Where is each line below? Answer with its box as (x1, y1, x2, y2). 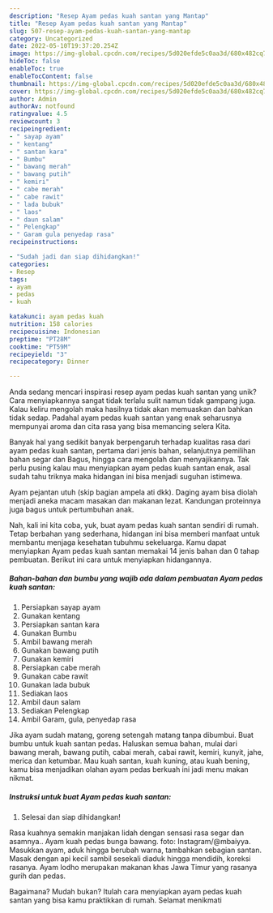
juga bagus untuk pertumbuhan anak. (9, 504, 134, 515)
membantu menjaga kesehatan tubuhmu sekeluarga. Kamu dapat (9, 538, 227, 547)
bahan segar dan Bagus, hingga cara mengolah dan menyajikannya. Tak (9, 455, 250, 465)
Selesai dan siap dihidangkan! (20, 812, 121, 822)
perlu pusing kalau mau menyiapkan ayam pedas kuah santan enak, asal (9, 463, 251, 473)
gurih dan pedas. (9, 871, 66, 881)
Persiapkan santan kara (20, 619, 100, 629)
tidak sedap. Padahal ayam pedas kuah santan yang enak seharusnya (9, 413, 242, 422)
